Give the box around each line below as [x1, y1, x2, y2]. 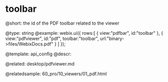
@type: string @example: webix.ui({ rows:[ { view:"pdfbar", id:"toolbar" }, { [5, 30, 163, 36]
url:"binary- [99, 35, 124, 42]
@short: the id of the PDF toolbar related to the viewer [5, 20, 119, 26]
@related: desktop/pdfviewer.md [5, 60, 75, 67]
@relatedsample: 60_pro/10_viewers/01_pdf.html [5, 70, 107, 77]
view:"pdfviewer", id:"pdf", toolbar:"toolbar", [5, 35, 99, 42]
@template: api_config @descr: [5, 51, 72, 57]
